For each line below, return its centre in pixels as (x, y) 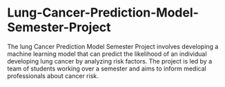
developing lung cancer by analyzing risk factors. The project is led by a (110, 61)
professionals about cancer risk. (53, 76)
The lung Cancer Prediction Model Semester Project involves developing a (113, 46)
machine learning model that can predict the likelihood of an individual (107, 54)
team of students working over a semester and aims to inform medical (107, 68)
